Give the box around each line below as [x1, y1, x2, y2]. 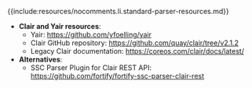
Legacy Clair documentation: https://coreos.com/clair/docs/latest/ [30, 47, 245, 55]
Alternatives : [18, 55, 63, 64]
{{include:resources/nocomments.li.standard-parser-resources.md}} [7, 7, 229, 16]
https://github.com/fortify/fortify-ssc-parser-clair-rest [30, 72, 205, 80]
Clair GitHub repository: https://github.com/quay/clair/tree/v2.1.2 [30, 38, 239, 48]
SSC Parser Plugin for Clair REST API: [30, 63, 152, 72]
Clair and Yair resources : [18, 22, 101, 30]
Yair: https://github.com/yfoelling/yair [30, 30, 152, 39]
